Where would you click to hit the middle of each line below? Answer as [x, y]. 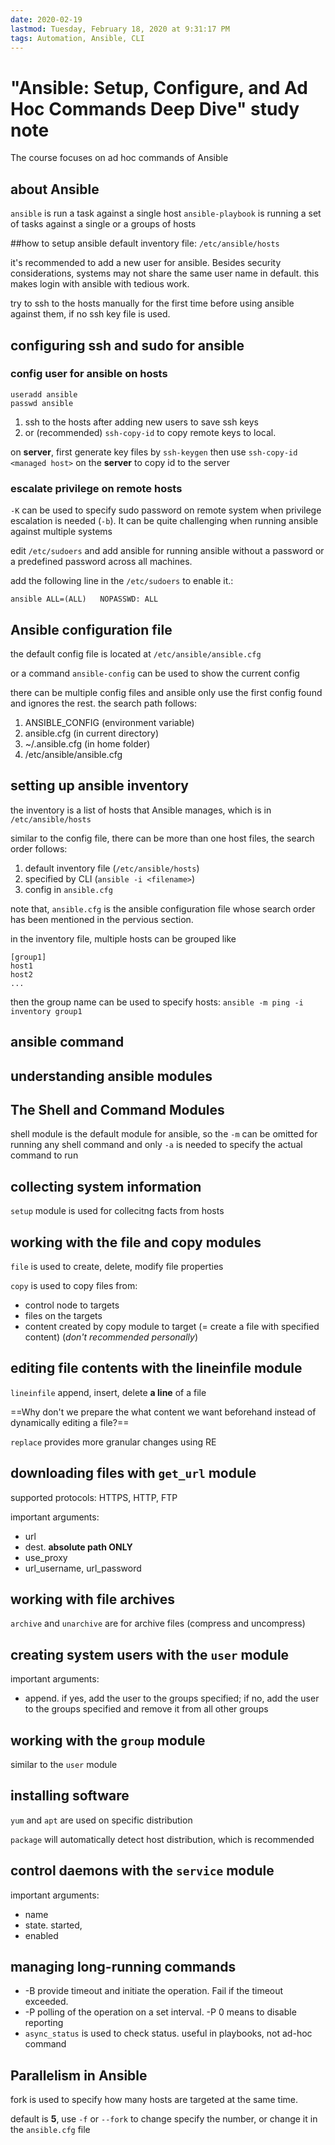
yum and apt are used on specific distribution [101, 1820]
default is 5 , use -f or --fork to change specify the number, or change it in [164, 2119]
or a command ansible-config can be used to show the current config [155, 673]
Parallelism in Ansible [79, 2075]
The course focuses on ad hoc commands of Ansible [119, 158]
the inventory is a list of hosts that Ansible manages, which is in [141, 810]
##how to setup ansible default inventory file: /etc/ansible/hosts [145, 243]
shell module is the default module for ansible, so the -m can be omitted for [164, 1134]
